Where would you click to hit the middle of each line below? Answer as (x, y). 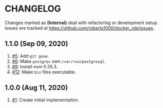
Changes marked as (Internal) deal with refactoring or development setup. (81, 23)
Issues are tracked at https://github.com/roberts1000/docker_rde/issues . (79, 28)
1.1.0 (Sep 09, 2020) (36, 44)
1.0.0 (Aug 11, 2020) (36, 88)
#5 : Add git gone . (30, 56)
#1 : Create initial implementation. (45, 100)
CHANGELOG (33, 9)
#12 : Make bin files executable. (44, 72)
